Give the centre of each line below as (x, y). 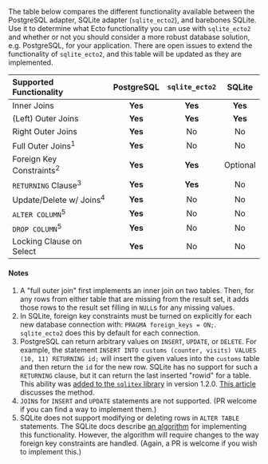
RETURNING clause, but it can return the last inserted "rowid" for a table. (135, 375)
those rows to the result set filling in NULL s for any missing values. (127, 307)
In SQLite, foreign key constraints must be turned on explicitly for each (136, 316)
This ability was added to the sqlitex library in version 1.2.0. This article (138, 384)
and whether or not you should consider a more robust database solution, (129, 37)
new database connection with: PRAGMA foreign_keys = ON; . (118, 325)
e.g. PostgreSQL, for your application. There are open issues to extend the (130, 46)
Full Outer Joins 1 (44, 145)
